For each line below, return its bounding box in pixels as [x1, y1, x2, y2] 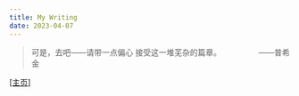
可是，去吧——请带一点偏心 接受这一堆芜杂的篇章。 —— [30, 46, 275, 58]
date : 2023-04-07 [9, 21, 74, 30]
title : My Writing [9, 12, 78, 22]
